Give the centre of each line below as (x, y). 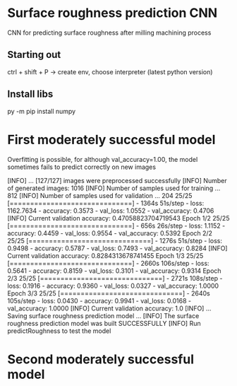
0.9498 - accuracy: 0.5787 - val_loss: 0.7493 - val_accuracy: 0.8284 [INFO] (117, 248)
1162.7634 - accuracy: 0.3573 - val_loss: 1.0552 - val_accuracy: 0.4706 (111, 211)
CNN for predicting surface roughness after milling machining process (109, 33)
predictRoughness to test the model (59, 331)
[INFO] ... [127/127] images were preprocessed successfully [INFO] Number (117, 180)
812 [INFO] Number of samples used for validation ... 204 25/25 (100, 195)
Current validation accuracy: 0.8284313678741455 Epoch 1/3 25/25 (105, 255)
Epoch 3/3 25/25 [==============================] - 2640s (109, 293)
